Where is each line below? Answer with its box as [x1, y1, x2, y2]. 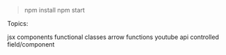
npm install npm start [24, 6, 86, 14]
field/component [7, 40, 55, 48]
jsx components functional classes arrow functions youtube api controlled [7, 33, 219, 41]
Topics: [7, 19, 29, 27]
